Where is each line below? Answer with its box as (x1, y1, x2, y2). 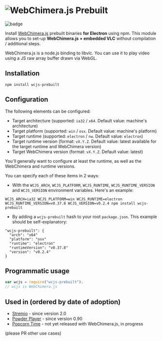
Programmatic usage (5, 267, 70, 275)
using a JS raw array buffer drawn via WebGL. (5, 55, 97, 61)
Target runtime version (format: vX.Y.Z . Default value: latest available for (12, 138, 157, 144)
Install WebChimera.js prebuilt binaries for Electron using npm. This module (5, 30, 157, 36)
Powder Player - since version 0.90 (12, 316, 82, 322)
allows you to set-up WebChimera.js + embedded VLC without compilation (5, 35, 156, 41)
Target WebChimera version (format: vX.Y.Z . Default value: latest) (12, 149, 143, 154)
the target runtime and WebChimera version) (12, 143, 102, 149)
